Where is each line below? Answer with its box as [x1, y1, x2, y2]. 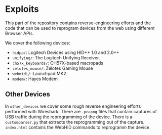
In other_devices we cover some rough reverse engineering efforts [5, 103, 141, 109]
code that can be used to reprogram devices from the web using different [5, 25, 155, 31]
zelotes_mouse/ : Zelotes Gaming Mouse [12, 65, 93, 71]
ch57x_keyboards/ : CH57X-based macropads [12, 60, 104, 66]
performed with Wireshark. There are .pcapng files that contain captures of [5, 108, 157, 114]
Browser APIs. [5, 30, 34, 36]
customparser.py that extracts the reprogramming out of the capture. [5, 119, 145, 125]
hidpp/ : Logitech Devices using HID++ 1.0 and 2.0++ [12, 49, 120, 55]
